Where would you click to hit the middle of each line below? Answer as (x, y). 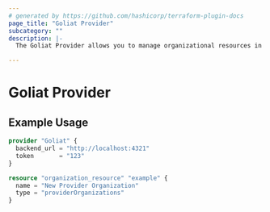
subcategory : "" (36, 31)
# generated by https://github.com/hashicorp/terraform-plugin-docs (126, 16)
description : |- (36, 38)
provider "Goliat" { (43, 141)
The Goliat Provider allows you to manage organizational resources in (139, 46)
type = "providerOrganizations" (70, 193)
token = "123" (50, 156)
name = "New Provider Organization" (77, 185)
